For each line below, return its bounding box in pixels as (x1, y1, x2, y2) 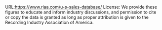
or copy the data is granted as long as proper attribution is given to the (5, 15, 149, 20)
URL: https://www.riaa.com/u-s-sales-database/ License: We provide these (5, 4, 157, 10)
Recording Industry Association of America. (5, 19, 94, 25)
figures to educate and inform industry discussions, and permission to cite (5, 9, 157, 15)
